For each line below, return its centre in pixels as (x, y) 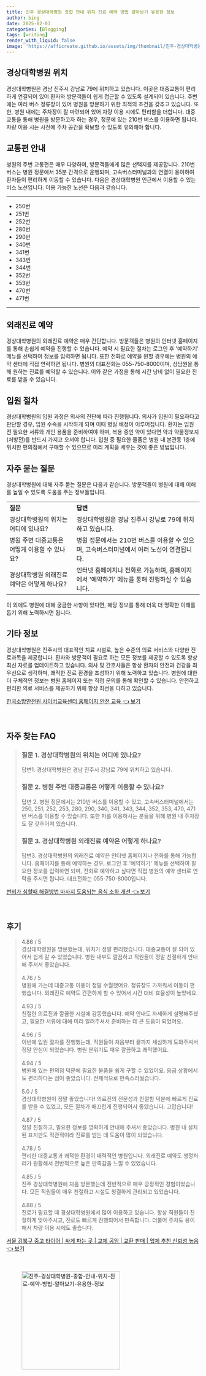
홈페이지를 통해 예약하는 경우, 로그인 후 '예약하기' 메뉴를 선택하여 (112, 863)
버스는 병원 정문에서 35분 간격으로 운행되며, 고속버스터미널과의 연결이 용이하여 (101, 172)
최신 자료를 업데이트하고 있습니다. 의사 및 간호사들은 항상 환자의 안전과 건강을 (99, 665)
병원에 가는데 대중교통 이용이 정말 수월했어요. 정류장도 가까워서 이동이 (105, 985)
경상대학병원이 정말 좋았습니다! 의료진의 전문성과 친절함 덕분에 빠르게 (104, 1098)
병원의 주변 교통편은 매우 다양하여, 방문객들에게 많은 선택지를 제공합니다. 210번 (101, 164)
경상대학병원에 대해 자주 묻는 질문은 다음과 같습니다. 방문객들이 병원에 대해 (96, 484)
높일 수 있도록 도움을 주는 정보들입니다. (59, 492)
